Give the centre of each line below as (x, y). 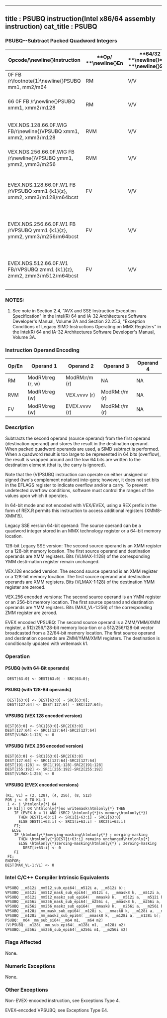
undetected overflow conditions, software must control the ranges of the (80, 490)
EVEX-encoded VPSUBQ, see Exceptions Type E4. (57, 1010)
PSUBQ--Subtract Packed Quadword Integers (61, 41)
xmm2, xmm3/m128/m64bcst (43, 197)
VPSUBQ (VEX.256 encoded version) (44, 746)
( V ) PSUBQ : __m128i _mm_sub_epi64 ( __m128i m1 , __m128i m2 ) (65, 925)
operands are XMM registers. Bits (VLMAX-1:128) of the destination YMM (80, 582)
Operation (18, 656)
